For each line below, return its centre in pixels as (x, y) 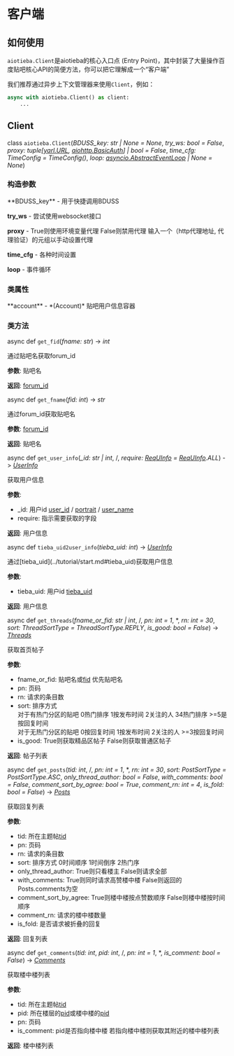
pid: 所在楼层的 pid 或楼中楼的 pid (63, 1013)
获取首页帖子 (25, 650)
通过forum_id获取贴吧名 (41, 414)
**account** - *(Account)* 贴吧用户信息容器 (72, 306)
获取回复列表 (25, 807)
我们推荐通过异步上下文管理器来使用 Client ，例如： (81, 84)
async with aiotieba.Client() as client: (68, 97)
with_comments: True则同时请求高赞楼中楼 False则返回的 (100, 880)
